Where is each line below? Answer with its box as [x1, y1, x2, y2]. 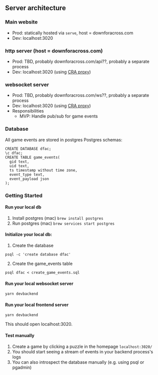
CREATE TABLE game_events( [5, 155, 60, 160]
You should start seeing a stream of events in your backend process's [12, 348, 153, 354]
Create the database [12, 242, 54, 248]
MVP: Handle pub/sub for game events [19, 113, 98, 119]
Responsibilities [12, 108, 44, 114]
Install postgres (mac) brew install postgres [12, 215, 104, 221]
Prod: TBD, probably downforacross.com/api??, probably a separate [12, 58, 150, 64]
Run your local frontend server [5, 302, 69, 308]
